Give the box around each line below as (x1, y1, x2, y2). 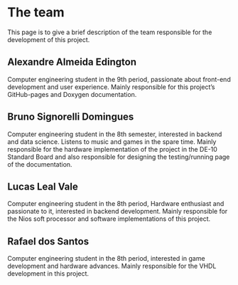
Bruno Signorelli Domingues (7, 111, 134, 123)
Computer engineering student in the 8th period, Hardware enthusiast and (7, 199, 225, 208)
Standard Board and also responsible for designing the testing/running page (7, 152, 230, 161)
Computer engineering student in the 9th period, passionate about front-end (7, 75, 231, 83)
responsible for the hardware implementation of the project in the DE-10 (7, 145, 218, 153)
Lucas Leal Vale (7, 180, 78, 192)
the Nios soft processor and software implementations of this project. (7, 214, 211, 223)
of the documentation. (7, 160, 72, 168)
